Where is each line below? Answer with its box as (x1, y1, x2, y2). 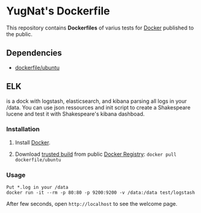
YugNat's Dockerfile (6, 4, 110, 18)
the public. (6, 30, 33, 37)
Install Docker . (14, 138, 51, 146)
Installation (6, 125, 40, 134)
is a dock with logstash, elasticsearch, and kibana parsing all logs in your (6, 97, 187, 105)
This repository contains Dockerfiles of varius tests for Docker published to (6, 24, 194, 31)
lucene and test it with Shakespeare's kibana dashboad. (6, 110, 145, 117)
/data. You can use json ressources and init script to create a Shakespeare (6, 103, 191, 111)
